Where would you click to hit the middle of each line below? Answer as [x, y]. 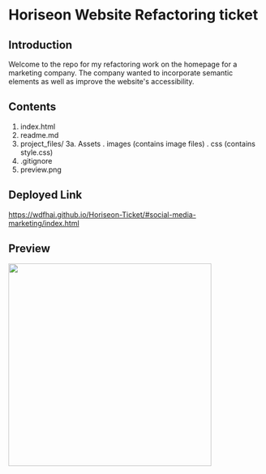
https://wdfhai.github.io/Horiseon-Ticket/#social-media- [102, 214]
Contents [32, 107]
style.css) [36, 152]
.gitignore [36, 160]
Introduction [41, 45]
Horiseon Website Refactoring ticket [133, 15]
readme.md [39, 135]
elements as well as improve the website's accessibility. [101, 81]
